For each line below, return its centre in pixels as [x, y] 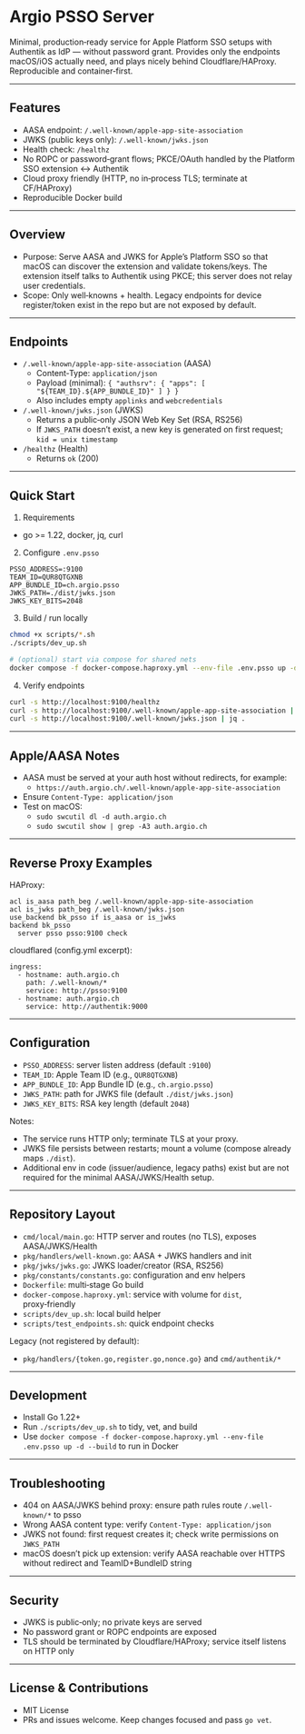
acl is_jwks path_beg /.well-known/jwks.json [97, 909]
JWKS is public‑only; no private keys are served [112, 1622]
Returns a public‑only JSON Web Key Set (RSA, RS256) [139, 420]
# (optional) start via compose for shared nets [103, 659]
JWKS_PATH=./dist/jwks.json [63, 593]
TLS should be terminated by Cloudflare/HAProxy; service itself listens [154, 1641]
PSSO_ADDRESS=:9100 [46, 570]
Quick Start [42, 496]
